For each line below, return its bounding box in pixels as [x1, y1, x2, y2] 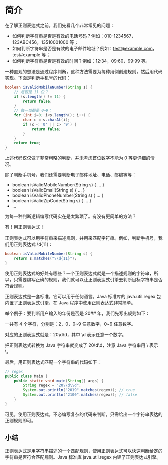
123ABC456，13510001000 [12, 39, 69, 45]
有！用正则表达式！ [5, 224, 45, 230]
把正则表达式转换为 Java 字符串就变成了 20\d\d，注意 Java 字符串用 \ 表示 [5, 342, 158, 348]
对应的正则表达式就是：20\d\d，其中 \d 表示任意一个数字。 [5, 331, 126, 337]
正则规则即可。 [5, 417, 36, 423]
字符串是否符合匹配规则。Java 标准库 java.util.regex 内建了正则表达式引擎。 [5, 454, 161, 460]
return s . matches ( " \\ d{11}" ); [14, 256, 77, 261]
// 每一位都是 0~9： [14, 108, 52, 113]
